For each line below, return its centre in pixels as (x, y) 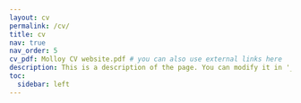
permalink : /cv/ (39, 26)
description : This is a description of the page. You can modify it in (146, 68)
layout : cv (30, 17)
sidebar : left (43, 84)
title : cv (28, 34)
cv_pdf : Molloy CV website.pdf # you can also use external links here (146, 59)
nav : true (28, 43)
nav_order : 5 (34, 51)
